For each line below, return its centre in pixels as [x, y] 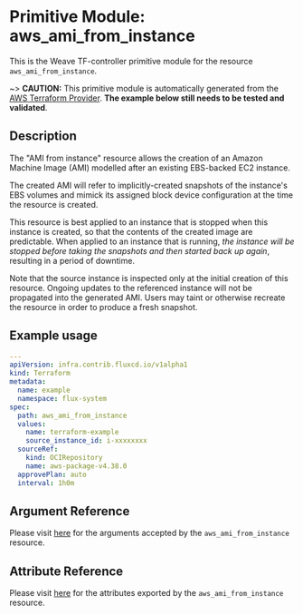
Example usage [53, 336]
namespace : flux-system [62, 398]
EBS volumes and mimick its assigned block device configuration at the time [151, 195]
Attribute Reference [66, 571]
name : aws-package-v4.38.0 [76, 466]
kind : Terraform [40, 374]
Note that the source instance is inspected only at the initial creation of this [149, 278]
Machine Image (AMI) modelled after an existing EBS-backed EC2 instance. [150, 167]
